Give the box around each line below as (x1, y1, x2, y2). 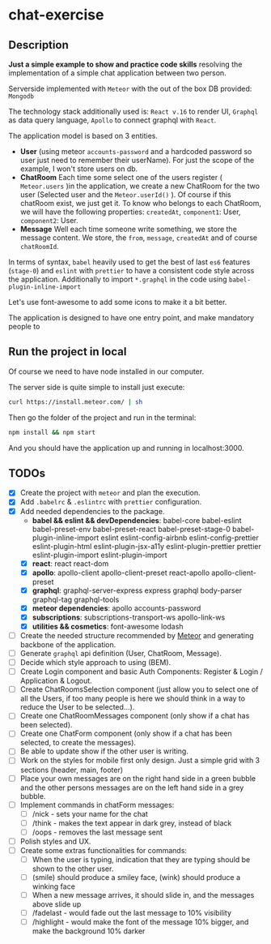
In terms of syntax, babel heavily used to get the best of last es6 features (8, 257, 251, 267)
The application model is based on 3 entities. (8, 131, 158, 140)
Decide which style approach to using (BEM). (19, 658, 171, 667)
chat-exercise (8, 6, 104, 24)
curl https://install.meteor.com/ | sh (8, 397, 143, 406)
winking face (32, 882, 75, 891)
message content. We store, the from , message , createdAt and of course (19, 233, 257, 242)
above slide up (32, 899, 82, 909)
